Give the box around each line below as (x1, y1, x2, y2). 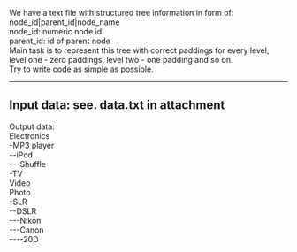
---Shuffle (9, 158, 47, 169)
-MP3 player (9, 140, 55, 150)
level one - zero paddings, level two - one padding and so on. (9, 55, 233, 65)
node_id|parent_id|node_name (9, 17, 120, 27)
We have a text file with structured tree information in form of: (9, 8, 234, 18)
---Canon (9, 225, 44, 235)
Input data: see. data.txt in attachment (9, 97, 225, 113)
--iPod (9, 149, 34, 160)
